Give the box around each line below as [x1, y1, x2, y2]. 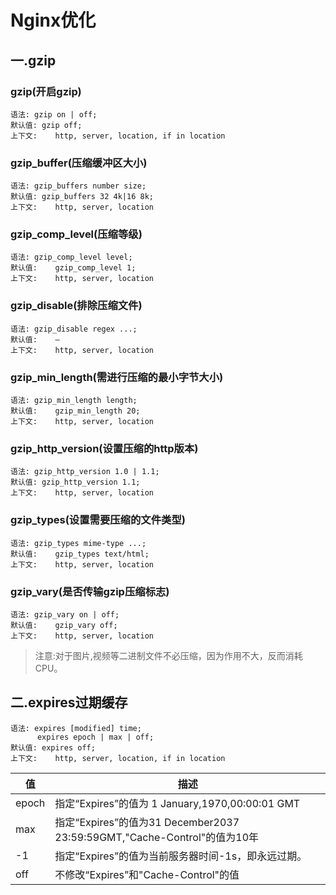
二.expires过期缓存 [10, 694, 128, 711]
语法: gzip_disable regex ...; [10, 324, 138, 334]
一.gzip [10, 52, 57, 69]
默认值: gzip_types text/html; [10, 549, 150, 559]
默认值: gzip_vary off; [10, 620, 118, 630]
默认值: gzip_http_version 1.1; [10, 477, 141, 488]
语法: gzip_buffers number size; [10, 181, 147, 191]
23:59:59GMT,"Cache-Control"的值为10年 [54, 830, 260, 844]
